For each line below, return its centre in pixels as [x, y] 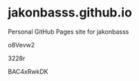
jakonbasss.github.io [70, 13]
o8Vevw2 [21, 45]
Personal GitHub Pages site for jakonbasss [68, 32]
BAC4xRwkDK [28, 71]
